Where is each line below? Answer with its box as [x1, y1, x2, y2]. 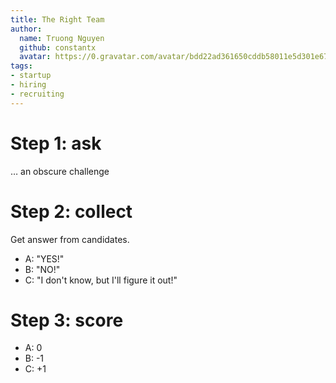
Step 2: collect [10, 200, 133, 223]
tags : [10, 61, 33, 71]
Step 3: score [10, 309, 124, 331]
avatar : [19, 52, 52, 62]
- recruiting [10, 89, 65, 99]
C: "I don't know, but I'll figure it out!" [24, 274, 178, 286]
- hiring [10, 80, 47, 90]
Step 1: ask [10, 132, 102, 155]
